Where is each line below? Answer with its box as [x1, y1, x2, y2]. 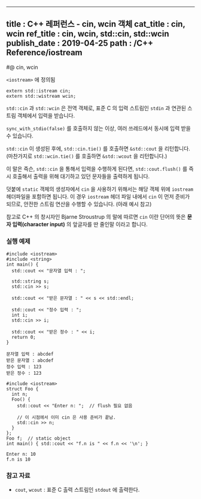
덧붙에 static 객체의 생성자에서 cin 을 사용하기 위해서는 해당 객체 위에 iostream [6, 185, 193, 193]
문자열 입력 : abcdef [6, 351, 54, 357]
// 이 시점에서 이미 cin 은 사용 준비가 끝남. [17, 414, 116, 420]
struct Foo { [6, 386, 39, 392]
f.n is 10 [6, 456, 31, 462]
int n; [11, 391, 28, 398]
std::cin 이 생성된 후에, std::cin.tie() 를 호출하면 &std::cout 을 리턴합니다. [6, 145, 190, 152]
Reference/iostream [6, 47, 83, 58]
